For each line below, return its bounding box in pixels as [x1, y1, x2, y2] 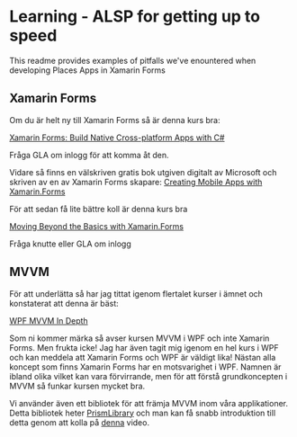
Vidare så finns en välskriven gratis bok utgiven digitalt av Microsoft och [9, 166, 277, 177]
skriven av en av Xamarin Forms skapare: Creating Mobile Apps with [9, 176, 263, 187]
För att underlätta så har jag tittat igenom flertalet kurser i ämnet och [9, 288, 264, 299]
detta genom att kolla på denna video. [9, 416, 150, 428]
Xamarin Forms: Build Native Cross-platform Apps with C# [9, 132, 225, 143]
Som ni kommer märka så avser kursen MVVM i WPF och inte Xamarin [9, 333, 270, 343]
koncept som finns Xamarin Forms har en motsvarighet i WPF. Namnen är [9, 361, 282, 372]
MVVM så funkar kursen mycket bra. [9, 380, 146, 391]
